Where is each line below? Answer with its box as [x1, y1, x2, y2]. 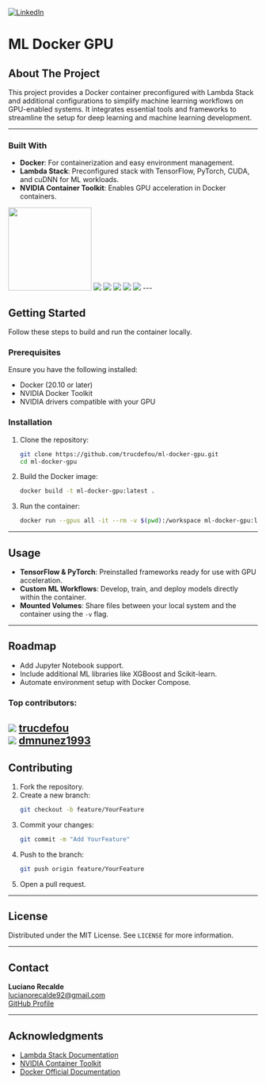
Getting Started [8, 306, 86, 320]
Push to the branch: [19, 850, 85, 859]
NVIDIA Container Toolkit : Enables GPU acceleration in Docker [19, 183, 226, 193]
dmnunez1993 [18, 734, 91, 747]
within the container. [19, 592, 87, 602]
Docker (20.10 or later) [19, 380, 93, 390]
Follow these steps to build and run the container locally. [8, 327, 192, 337]
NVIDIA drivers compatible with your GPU [19, 397, 156, 407]
